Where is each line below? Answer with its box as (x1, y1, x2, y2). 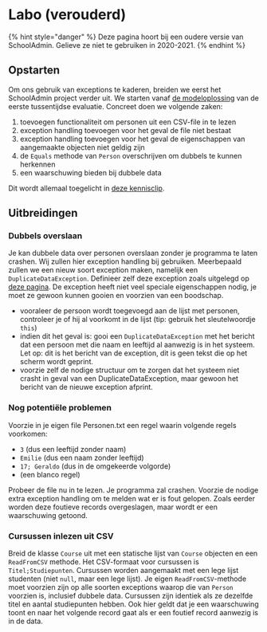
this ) (19, 323, 37, 332)
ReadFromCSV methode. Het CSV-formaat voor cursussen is (8, 557, 199, 567)
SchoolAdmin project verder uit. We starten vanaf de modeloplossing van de (8, 93, 259, 103)
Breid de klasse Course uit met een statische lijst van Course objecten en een (8, 548, 258, 559)
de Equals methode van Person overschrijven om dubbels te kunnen (19, 151, 242, 160)
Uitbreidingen (8, 206, 78, 220)
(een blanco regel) (19, 469, 81, 479)
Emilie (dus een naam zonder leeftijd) (19, 453, 145, 462)
